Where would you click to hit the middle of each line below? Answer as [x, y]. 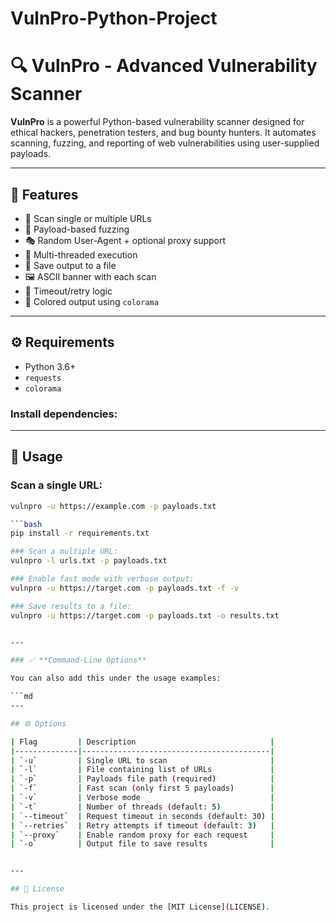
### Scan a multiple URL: [64, 552]
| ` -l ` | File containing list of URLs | [142, 770]
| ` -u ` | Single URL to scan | [142, 760]
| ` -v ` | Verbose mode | [142, 798]
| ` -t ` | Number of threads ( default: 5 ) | [142, 807]
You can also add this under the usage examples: [116, 678]
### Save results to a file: [71, 606]
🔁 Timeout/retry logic [68, 291]
